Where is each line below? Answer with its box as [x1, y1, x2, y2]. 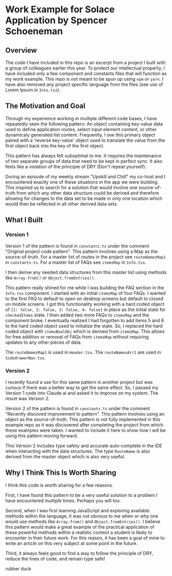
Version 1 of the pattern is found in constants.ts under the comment [5, 243, 149, 249]
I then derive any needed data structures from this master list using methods [5, 269, 167, 275]
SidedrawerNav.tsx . [5, 355, 46, 361]
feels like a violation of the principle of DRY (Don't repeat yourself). [5, 163, 147, 170]
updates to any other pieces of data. [5, 339, 82, 345]
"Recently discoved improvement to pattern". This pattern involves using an [5, 411, 165, 417]
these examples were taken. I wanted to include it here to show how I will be [5, 427, 166, 433]
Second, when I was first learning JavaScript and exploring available [5, 507, 150, 513]
